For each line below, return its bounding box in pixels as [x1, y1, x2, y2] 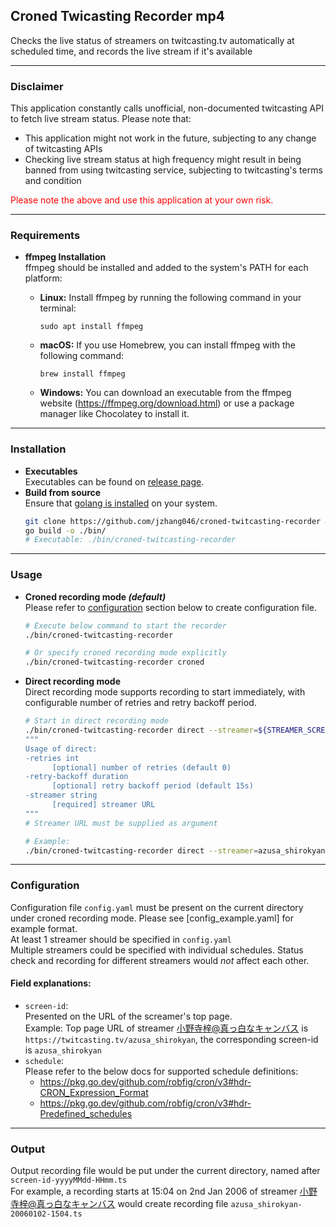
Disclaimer [10, 79, 64, 93]
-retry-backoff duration [24, 772, 129, 782]
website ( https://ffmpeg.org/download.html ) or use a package [39, 397, 295, 409]
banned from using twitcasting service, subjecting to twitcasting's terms [24, 164, 323, 176]
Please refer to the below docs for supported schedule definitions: [24, 1065, 299, 1077]
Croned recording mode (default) [24, 590, 167, 603]
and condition [24, 175, 82, 187]
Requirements [10, 229, 81, 243]
